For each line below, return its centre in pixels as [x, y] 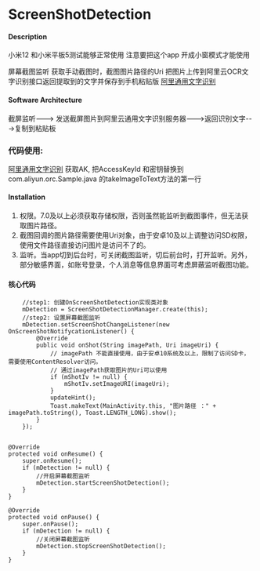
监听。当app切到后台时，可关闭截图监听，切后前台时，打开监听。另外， [135, 255]
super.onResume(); [52, 461]
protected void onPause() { [54, 518]
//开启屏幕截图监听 [63, 476]
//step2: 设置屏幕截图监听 [61, 318]
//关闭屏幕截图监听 [63, 540]
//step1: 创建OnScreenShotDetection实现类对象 [95, 303]
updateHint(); [73, 398]
